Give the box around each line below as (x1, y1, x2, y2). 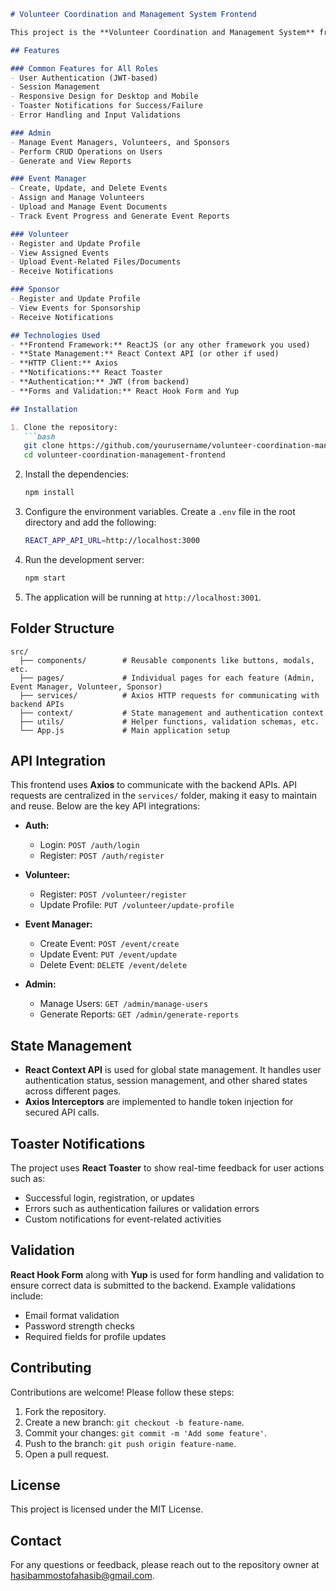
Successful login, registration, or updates (24, 1192, 195, 1204)
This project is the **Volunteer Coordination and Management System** (10, 27, 315, 37)
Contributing (10, 1360, 92, 1377)
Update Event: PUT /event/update (39, 948, 178, 960)
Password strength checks (24, 1320, 135, 1332)
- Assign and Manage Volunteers (10, 193, 145, 203)
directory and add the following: (24, 516, 157, 528)
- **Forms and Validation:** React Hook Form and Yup (10, 386, 240, 396)
